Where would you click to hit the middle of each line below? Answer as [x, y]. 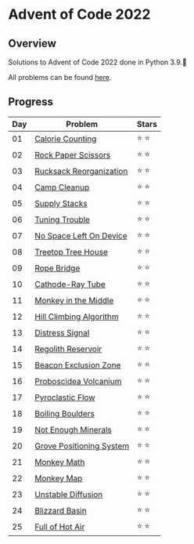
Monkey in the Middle [74, 301]
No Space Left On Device [81, 236]
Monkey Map [59, 478]
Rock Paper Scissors [73, 155]
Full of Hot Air [60, 527]
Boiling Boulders [65, 414]
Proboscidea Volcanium [78, 382]
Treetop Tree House [71, 252]
